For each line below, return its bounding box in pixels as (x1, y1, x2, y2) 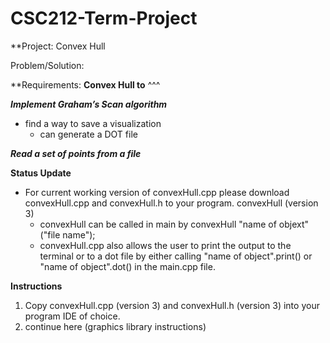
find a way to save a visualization (24, 117, 162, 129)
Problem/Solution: (10, 59, 85, 71)
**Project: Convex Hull (10, 40, 106, 52)
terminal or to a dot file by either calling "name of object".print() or (39, 250, 313, 262)
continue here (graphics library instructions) (24, 320, 207, 332)
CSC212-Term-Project (10, 7, 198, 30)
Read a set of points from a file (10, 147, 142, 159)
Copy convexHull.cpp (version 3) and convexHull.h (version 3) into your (24, 299, 320, 311)
